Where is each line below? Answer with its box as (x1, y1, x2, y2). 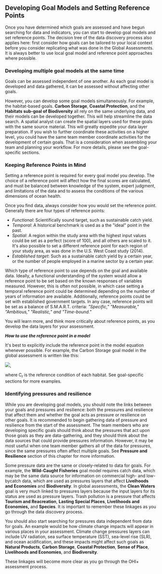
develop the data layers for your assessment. (5, 323, 95, 329)
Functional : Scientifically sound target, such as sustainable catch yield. (12, 217, 153, 223)
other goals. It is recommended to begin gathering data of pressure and (5, 417, 148, 423)
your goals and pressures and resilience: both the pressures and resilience (5, 407, 153, 413)
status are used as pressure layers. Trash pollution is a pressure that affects (5, 493, 156, 499)
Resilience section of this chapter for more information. (5, 453, 116, 459)
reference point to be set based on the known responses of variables (5, 278, 142, 284)
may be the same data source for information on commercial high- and (5, 473, 146, 478)
